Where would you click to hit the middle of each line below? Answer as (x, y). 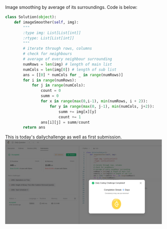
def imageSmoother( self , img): (46, 22)
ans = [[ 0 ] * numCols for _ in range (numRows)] (73, 75)
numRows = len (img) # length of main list (68, 64)
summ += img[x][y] (78, 112)
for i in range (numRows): (50, 80)
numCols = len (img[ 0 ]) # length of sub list (70, 69)
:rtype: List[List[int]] (49, 38)
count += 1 (70, 117)
